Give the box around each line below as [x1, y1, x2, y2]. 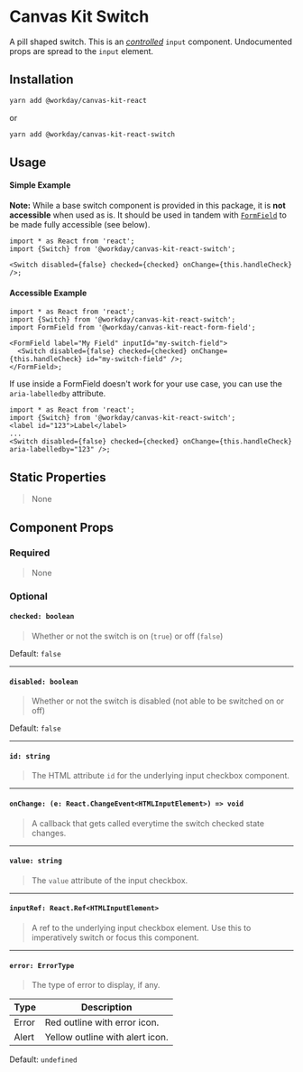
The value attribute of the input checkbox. [31, 874, 188, 886]
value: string [9, 856, 63, 866]
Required [9, 546, 50, 559]
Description [80, 1001, 133, 1013]
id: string [9, 751, 50, 760]
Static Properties [9, 470, 106, 485]
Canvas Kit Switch [9, 6, 150, 27]
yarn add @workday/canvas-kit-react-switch [9, 129, 176, 139]
